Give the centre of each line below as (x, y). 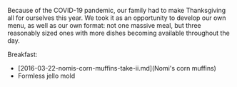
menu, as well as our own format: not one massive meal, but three (104, 25)
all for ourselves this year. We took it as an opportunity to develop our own (117, 18)
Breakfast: (22, 54)
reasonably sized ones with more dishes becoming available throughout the (118, 33)
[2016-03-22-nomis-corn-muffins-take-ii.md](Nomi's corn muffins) (117, 68)
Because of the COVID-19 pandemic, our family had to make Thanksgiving (117, 10)
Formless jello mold (46, 76)
